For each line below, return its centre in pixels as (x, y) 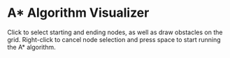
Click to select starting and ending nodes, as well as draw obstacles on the (115, 32)
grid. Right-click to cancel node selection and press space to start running (114, 39)
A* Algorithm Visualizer (78, 13)
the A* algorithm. (31, 47)
